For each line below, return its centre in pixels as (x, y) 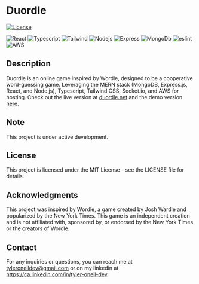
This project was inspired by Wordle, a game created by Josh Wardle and (96, 209)
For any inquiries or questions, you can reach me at (69, 262)
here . (13, 103)
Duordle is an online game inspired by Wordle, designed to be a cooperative (99, 78)
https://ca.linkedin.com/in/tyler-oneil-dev (57, 274)
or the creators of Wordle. (38, 228)
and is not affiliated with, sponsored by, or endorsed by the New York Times (100, 222)
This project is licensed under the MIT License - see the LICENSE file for (95, 170)
